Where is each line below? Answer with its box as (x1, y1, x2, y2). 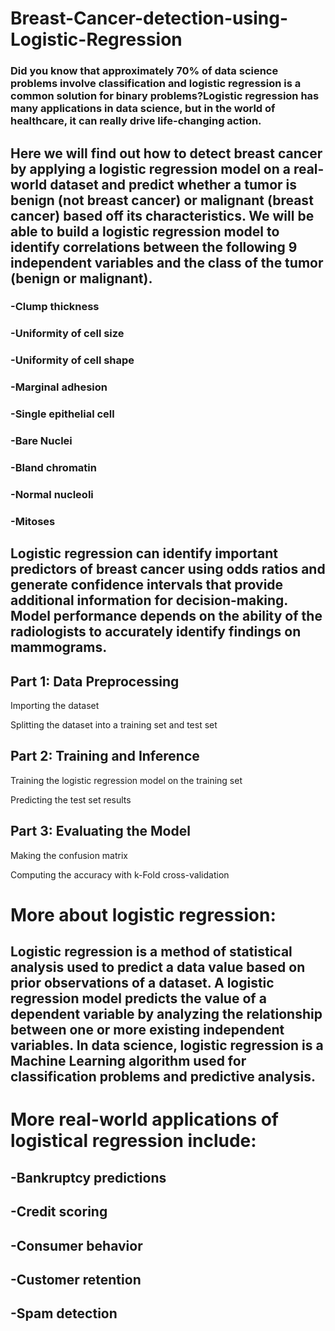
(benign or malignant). (10, 270, 153, 287)
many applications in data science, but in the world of (10, 102, 276, 116)
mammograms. (10, 639, 108, 656)
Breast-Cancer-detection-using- (10, 7, 288, 30)
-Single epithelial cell (10, 407, 115, 421)
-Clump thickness (10, 300, 100, 314)
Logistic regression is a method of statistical (10, 943, 293, 961)
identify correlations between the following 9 (10, 238, 298, 256)
